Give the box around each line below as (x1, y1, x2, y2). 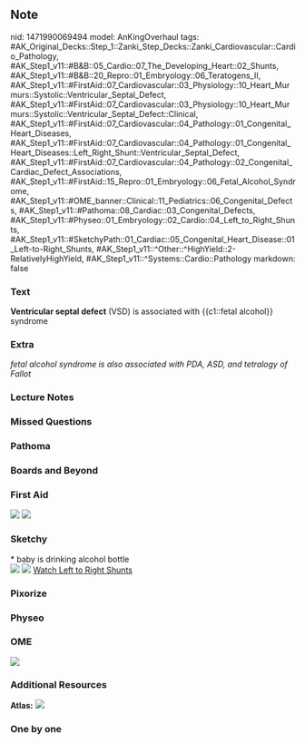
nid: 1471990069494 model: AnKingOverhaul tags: (10, 31, 200, 42)
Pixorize (10, 587, 48, 600)
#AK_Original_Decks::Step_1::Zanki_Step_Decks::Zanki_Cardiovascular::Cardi (10, 41, 296, 52)
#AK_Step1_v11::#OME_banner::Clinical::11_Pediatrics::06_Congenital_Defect (10, 195, 293, 206)
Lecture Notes (10, 391, 74, 404)
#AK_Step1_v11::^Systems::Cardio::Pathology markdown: (85, 253, 296, 264)
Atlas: (10, 700, 34, 711)
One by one (10, 723, 63, 736)
